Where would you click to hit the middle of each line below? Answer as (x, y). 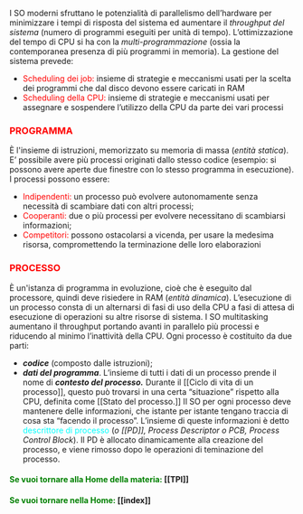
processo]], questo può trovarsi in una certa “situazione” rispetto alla (151, 391)
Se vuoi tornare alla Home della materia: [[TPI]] (99, 480)
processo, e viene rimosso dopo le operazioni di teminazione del (143, 449)
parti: (19, 345)
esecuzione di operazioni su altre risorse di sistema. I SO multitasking (139, 316)
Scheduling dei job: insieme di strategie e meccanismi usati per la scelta (157, 79)
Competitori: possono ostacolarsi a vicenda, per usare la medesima (148, 235)
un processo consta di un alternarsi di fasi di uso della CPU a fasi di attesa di (152, 307)
